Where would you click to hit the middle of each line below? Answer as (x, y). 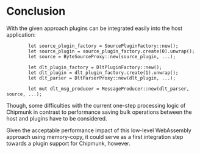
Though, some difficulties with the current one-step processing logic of (96, 105)
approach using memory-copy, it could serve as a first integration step (95, 136)
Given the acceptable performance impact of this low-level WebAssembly (99, 130)
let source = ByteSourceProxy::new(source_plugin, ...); (102, 56)
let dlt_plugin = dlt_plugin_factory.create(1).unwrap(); (103, 73)
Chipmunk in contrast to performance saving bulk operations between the (99, 112)
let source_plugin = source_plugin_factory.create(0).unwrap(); (112, 51)
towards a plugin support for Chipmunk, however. (69, 143)
